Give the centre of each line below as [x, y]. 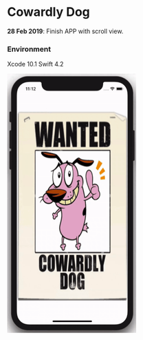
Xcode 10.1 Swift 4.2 [35, 64]
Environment [29, 49]
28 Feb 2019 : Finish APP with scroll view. [65, 31]
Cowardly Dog [49, 12]
